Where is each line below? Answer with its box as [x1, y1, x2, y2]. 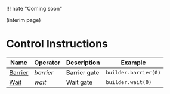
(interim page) [6, 17, 41, 23]
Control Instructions [6, 37, 109, 51]
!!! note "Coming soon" [6, 5, 63, 12]
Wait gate [66, 78, 93, 86]
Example [120, 59, 146, 67]
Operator [34, 59, 61, 67]
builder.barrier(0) [106, 69, 161, 76]
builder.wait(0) [106, 79, 152, 85]
